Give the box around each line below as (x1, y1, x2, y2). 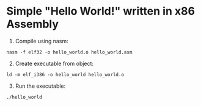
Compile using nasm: (15, 37, 68, 44)
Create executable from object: (15, 60, 93, 67)
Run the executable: (15, 82, 66, 90)
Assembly (6, 17, 59, 31)
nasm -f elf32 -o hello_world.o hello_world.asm (6, 49, 133, 55)
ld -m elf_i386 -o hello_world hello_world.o (6, 71, 124, 77)
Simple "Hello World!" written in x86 (6, 4, 196, 18)
